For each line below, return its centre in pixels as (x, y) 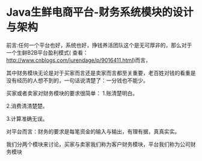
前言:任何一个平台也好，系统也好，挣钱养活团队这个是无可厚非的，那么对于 (99, 45)
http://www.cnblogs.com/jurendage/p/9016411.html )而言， (79, 60)
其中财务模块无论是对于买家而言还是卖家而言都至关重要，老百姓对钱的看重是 (101, 73)
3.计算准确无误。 (27, 118)
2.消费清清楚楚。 (27, 106)
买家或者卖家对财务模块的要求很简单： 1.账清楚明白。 (72, 93)
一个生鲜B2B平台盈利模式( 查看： (47, 52)
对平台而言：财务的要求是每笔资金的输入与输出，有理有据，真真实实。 (93, 131)
